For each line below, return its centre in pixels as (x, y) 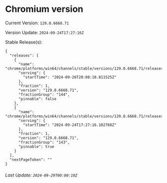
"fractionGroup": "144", (44, 94)
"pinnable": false (37, 99)
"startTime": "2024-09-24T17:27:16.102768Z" (70, 125)
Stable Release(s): (24, 42)
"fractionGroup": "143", (44, 142)
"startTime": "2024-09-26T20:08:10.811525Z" (70, 77)
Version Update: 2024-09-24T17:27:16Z (44, 32)
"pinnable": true (36, 147)
